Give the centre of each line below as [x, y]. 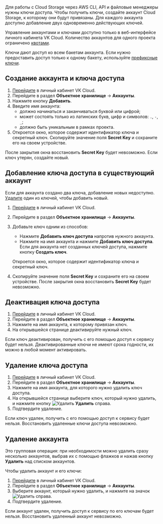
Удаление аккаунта [37, 439]
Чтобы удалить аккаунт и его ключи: [43, 471]
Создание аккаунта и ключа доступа [65, 78]
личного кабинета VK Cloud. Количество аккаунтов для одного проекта [80, 37]
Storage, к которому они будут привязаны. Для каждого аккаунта [74, 18]
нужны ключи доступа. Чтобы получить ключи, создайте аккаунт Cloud [80, 12]
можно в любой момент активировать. [46, 350]
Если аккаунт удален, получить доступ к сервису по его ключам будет [80, 511]
